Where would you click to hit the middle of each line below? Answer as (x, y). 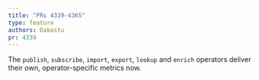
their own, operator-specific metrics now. (75, 68)
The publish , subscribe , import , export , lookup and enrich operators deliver (130, 60)
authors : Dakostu (36, 30)
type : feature (31, 23)
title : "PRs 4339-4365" (47, 15)
